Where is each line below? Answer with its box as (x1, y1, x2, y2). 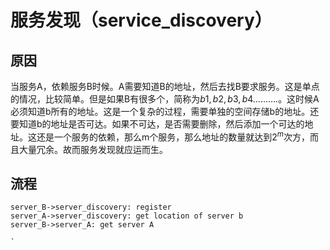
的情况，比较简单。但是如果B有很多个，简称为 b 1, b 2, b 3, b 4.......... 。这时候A (10, 93, 320, 105)
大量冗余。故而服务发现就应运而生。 (18, 143, 168, 155)
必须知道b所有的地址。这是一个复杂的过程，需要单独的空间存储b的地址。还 (10, 106, 320, 117)
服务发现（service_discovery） (10, 9, 273, 32)
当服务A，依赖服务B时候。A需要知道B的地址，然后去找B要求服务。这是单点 (10, 81, 320, 92)
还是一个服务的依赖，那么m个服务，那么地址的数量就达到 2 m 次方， (36, 129, 311, 143)
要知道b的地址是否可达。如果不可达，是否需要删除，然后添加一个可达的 (10, 118, 305, 130)
